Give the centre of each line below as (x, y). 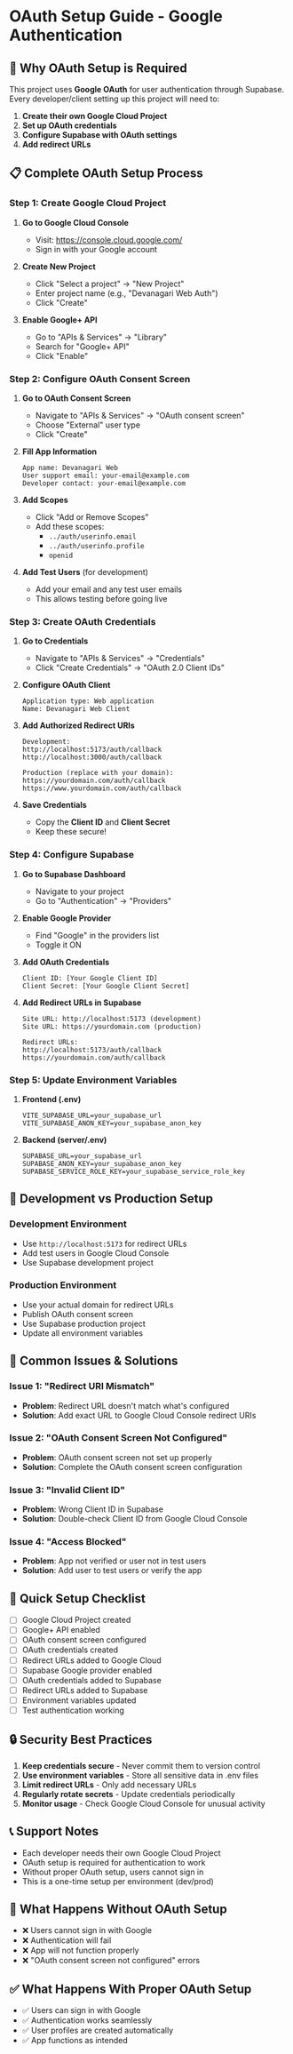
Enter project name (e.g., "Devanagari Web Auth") (127, 293)
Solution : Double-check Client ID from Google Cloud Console (135, 1519)
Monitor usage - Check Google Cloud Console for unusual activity (144, 1803)
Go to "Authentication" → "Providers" (103, 900)
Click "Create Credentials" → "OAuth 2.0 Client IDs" (130, 667)
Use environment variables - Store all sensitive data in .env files (140, 1775)
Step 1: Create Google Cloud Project (88, 204)
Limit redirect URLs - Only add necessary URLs (109, 1785)
